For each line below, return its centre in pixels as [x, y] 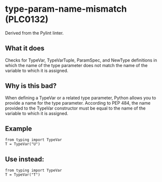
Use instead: [25, 159]
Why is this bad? [31, 86]
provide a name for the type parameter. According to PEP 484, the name [78, 103]
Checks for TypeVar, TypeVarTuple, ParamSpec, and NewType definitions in [81, 60]
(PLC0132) [27, 19]
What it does [25, 48]
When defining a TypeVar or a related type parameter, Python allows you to [81, 98]
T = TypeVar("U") [23, 144]
